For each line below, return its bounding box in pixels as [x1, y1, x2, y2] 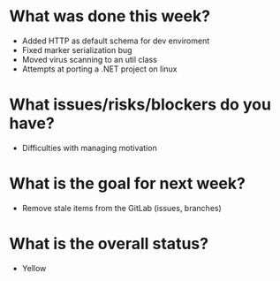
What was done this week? [9, 6, 210, 27]
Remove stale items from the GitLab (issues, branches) [21, 202, 223, 213]
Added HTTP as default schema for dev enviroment [21, 35, 210, 46]
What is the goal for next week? [9, 174, 246, 194]
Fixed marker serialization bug [21, 44, 132, 55]
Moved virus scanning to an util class [21, 54, 157, 65]
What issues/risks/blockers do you [9, 95, 272, 115]
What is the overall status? [9, 234, 209, 254]
